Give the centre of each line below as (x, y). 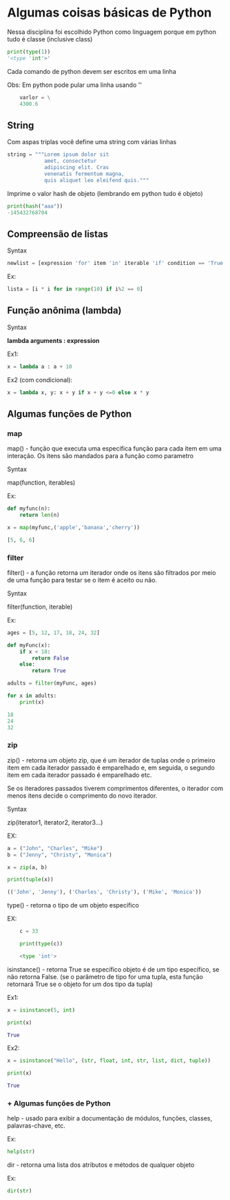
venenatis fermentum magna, (84, 174)
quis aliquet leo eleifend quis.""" (96, 180)
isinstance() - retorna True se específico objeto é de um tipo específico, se (113, 969)
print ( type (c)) (41, 944)
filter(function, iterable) (40, 607)
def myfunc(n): (29, 509)
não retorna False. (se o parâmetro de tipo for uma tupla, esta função (105, 976)
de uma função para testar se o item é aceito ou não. (82, 580)
